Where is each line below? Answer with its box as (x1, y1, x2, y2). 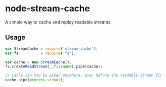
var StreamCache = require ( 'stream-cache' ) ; (5, 46, 98, 51)
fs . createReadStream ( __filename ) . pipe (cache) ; (5, 64, 103, 69)
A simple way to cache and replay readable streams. (5, 19, 112, 25)
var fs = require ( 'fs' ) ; (5, 51, 77, 56)
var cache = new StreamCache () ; (5, 60, 72, 65)
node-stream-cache (5, 3, 90, 14)
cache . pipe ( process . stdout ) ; (5, 78, 65, 83)
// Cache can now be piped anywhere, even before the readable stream (5, 73, 154, 78)
